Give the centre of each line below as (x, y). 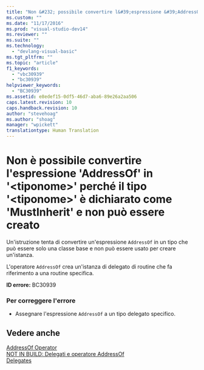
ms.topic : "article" (32, 63)
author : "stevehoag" (32, 114)
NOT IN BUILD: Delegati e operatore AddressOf (65, 354)
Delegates (19, 361)
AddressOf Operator (32, 348)
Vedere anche (33, 333)
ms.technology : (25, 46)
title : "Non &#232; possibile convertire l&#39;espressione (84, 12)
